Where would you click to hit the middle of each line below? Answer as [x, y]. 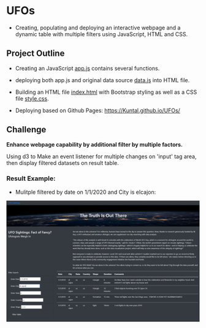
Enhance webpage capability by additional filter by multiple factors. [94, 144]
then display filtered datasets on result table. [63, 162]
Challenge [26, 130]
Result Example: [31, 178]
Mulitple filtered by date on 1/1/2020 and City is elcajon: [86, 192]
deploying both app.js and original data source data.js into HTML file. [102, 80]
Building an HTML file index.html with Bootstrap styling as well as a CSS [106, 92]
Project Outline [36, 54]
